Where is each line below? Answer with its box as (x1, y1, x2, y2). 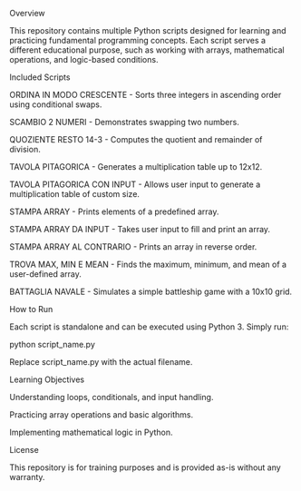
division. (9, 144, 41, 154)
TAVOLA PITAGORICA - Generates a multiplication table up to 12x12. (9, 162, 263, 172)
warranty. (9, 472, 45, 482)
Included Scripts (9, 72, 71, 83)
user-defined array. (9, 269, 82, 280)
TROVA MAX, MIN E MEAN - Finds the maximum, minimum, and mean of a (9, 259, 287, 270)
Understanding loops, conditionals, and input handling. (9, 392, 214, 402)
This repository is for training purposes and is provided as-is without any (9, 462, 281, 473)
